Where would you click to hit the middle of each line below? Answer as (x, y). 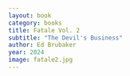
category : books (35, 23)
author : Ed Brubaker (43, 45)
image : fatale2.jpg (41, 60)
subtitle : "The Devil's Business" (66, 38)
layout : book (30, 15)
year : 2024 (26, 52)
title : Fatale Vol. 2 (44, 30)
